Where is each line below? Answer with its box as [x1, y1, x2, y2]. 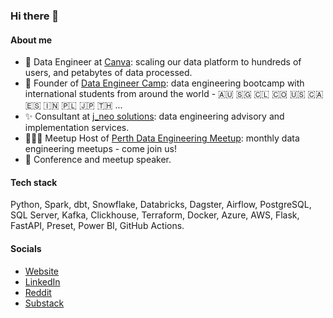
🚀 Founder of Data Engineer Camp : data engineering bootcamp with [24, 77, 305, 89]
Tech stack [10, 176, 58, 188]
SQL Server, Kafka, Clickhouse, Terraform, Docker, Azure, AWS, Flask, [10, 209, 300, 221]
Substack [24, 297, 65, 309]
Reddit [24, 286, 52, 298]
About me [10, 34, 53, 46]
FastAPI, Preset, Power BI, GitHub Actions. [10, 220, 185, 232]
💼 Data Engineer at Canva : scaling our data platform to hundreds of [24, 56, 302, 68]
